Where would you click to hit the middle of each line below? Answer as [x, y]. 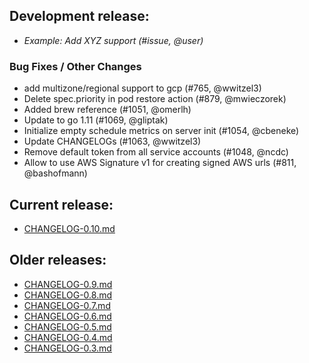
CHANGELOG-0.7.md [67, 305]
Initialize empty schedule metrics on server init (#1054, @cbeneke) [161, 131]
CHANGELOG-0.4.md [68, 337]
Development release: [79, 16]
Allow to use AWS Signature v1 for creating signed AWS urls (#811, [160, 163]
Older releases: [58, 260]
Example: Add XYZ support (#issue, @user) [113, 40]
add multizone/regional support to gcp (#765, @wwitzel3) [142, 88]
